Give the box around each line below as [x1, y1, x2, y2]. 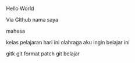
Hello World [6, 5, 34, 12]
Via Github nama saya [6, 16, 59, 23]
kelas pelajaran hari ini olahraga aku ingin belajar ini [6, 39, 130, 45]
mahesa [6, 27, 25, 34]
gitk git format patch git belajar [6, 50, 80, 57]
